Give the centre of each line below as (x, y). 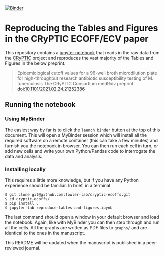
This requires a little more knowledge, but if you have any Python (72, 180)
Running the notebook (40, 104)
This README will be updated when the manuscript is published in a (75, 242)
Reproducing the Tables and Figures (82, 28)
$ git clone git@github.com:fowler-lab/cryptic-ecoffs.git (68, 195)
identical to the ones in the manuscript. (45, 233)
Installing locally (25, 169)
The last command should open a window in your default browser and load (82, 217)
